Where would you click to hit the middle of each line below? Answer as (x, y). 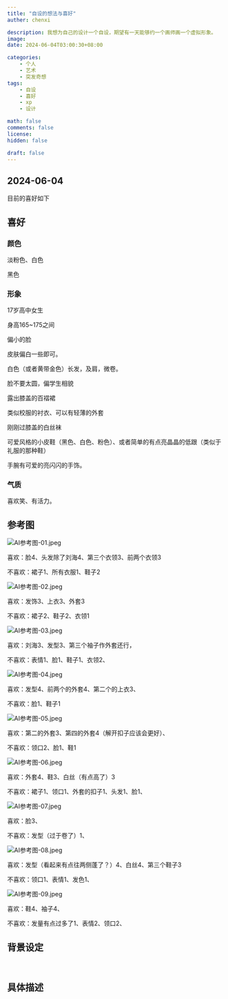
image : (17, 39)
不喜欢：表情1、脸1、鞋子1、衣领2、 (58, 660)
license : (20, 134)
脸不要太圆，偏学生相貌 (40, 384)
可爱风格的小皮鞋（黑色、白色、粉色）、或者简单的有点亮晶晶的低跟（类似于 (114, 442)
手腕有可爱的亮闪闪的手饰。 (46, 465)
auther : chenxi (29, 20)
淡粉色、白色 (25, 260)
